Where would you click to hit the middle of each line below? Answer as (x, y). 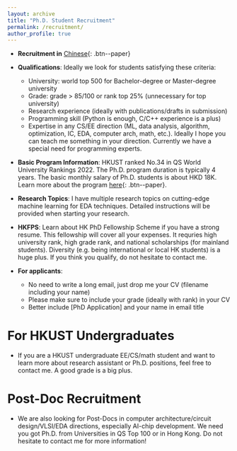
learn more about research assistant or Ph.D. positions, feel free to (114, 363)
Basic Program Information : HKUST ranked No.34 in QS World (109, 163)
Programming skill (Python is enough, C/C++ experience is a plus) (125, 119)
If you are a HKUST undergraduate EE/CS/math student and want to (116, 356)
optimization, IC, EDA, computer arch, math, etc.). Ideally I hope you (127, 134)
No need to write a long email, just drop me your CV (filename (118, 285)
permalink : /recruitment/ (45, 27)
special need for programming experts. (85, 148)
